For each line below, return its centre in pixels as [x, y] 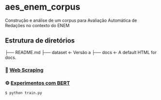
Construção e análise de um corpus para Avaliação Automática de [71, 20]
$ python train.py [24, 93]
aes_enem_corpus [43, 7]
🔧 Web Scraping [24, 70]
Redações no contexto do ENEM [37, 25]
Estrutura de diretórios [40, 41]
